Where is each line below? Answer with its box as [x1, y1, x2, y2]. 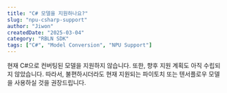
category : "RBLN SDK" [7, 36, 69, 42]
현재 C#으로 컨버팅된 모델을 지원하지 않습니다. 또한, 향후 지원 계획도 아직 [7, 62, 202, 69]
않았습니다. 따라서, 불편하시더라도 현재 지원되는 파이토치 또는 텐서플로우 [14, 70, 208, 78]
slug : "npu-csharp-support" [7, 16, 88, 23]
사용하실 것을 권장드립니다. [14, 79, 87, 86]
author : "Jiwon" [7, 23, 54, 29]
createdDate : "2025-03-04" [7, 29, 85, 36]
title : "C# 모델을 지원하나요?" [7, 10, 88, 17]
